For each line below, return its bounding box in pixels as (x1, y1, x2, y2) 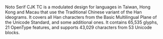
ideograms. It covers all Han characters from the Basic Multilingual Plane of (5, 14, 157, 20)
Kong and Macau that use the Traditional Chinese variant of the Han (5, 9, 142, 15)
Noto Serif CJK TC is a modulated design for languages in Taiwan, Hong (5, 4, 151, 10)
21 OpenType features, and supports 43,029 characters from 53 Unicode (5, 25, 152, 30)
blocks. (5, 30, 20, 35)
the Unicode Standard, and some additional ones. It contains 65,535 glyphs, (5, 19, 158, 25)
